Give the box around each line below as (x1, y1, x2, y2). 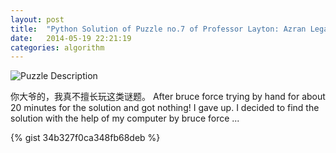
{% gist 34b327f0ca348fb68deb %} (10, 132, 161, 144)
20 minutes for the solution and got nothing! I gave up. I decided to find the (10, 102, 320, 114)
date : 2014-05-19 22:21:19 (10, 33, 132, 43)
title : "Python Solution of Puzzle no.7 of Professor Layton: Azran (10, 24, 307, 34)
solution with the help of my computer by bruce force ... (10, 112, 240, 125)
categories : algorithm (10, 42, 105, 53)
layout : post (10, 14, 65, 25)
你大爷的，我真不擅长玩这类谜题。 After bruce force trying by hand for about (10, 91, 326, 103)
